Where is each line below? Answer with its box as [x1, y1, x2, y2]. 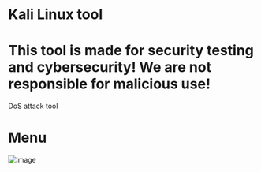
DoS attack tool [8, 101, 58, 111]
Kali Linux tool [8, 6, 103, 24]
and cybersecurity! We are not [8, 58, 211, 77]
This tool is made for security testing [8, 42, 255, 60]
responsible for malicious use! [8, 75, 211, 93]
